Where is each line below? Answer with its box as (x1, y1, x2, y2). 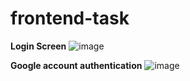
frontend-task (10, 7, 130, 30)
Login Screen (10, 40, 67, 52)
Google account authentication (10, 59, 143, 71)
